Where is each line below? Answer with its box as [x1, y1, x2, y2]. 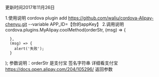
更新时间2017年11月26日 [5, 4, 55, 10]
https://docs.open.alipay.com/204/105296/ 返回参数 [5, 66, 113, 72]
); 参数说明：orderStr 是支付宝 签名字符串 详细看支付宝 [5, 60, 118, 66]
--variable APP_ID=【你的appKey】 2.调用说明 [28, 21, 124, 27]
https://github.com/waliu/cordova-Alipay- [68, 15, 154, 21]
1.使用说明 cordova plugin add [5, 15, 67, 21]
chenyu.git [5, 21, 28, 27]
